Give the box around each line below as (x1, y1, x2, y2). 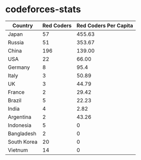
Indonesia (8, 121, 32, 128)
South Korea (8, 138, 38, 145)
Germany (8, 64, 30, 71)
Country (12, 22, 33, 29)
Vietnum (8, 146, 28, 153)
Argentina (8, 113, 32, 120)
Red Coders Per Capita (76, 22, 133, 29)
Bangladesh (8, 130, 37, 137)
